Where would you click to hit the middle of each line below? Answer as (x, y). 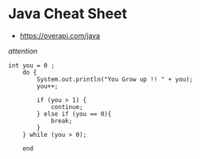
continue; (67, 107)
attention (23, 51)
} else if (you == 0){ (74, 114)
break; (62, 121)
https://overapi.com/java (60, 36)
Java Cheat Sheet (68, 14)
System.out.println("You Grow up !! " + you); (115, 79)
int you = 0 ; (32, 65)
